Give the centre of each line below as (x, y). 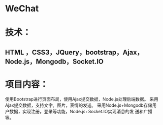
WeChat (22, 9)
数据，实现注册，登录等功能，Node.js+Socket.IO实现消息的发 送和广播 (81, 111)
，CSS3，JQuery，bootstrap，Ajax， (84, 52)
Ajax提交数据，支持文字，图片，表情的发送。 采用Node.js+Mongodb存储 (79, 105)
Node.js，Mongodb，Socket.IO (54, 61)
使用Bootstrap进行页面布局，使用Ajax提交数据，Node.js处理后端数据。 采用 (82, 99)
